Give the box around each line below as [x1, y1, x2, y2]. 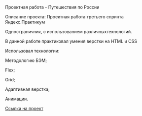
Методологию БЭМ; [5, 58, 47, 63]
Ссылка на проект [5, 106, 43, 111]
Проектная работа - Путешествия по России [5, 4, 100, 10]
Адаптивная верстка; [5, 86, 50, 92]
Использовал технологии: [5, 48, 60, 54]
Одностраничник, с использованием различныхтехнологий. [5, 29, 132, 34]
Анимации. [5, 96, 28, 102]
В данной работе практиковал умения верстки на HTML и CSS [5, 38, 137, 44]
